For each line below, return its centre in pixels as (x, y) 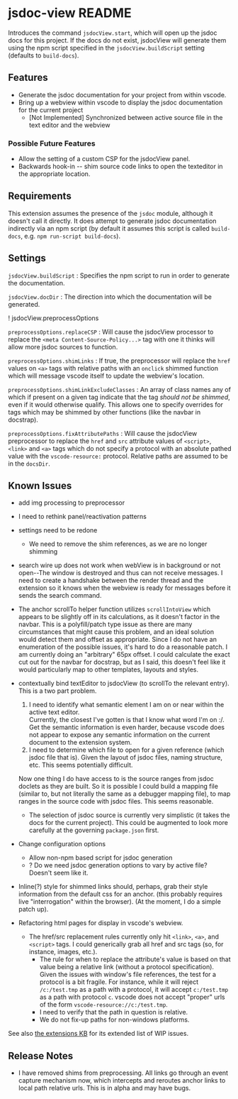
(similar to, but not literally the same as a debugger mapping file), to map (124, 794)
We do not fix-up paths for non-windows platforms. (114, 1019)
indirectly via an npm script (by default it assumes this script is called (109, 228)
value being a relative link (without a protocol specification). (127, 967)
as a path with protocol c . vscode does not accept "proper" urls (132, 997)
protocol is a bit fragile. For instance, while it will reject (119, 982)
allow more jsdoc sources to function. (63, 346)
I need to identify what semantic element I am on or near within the (126, 705)
